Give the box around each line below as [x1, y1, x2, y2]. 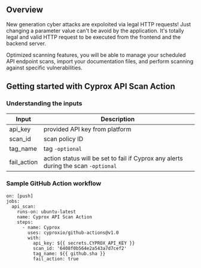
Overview [6, 5, 44, 15]
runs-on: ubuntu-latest [17, 209, 77, 215]
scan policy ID [43, 135, 84, 143]
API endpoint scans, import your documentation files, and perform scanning [6, 57, 193, 65]
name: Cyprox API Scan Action [17, 214, 93, 220]
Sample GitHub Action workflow [6, 179, 102, 188]
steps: [17, 219, 33, 225]
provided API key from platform [43, 125, 132, 133]
